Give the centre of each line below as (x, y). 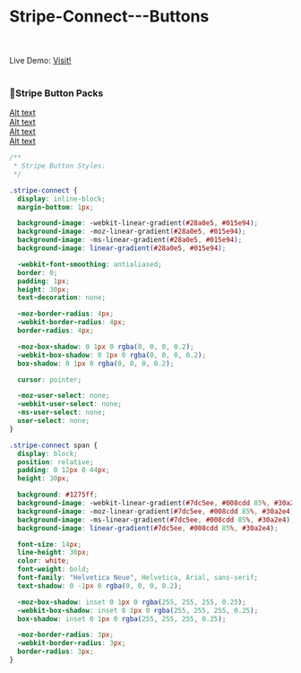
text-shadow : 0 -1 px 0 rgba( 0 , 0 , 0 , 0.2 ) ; (100, 586)
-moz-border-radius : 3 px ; (66, 635)
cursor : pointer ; (50, 380)
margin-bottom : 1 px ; (56, 207)
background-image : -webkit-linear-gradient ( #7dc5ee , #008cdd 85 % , (144, 504)
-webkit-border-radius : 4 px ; (72, 323)
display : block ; (47, 453)
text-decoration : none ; (61, 298)
